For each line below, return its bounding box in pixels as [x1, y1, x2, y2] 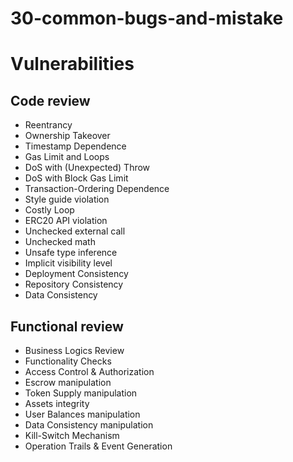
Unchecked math [24, 236, 96, 248]
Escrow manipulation [24, 377, 112, 388]
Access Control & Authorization [24, 366, 155, 377]
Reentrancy [24, 119, 73, 131]
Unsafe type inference [24, 247, 118, 259]
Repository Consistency [24, 278, 124, 291]
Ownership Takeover [24, 130, 111, 142]
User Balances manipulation [24, 408, 141, 420]
